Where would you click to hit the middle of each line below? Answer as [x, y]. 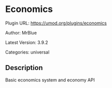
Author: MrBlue [21, 32]
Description [24, 68]
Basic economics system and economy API [50, 80]
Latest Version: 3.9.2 [27, 42]
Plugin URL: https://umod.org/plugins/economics [56, 23]
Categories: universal [27, 52]
